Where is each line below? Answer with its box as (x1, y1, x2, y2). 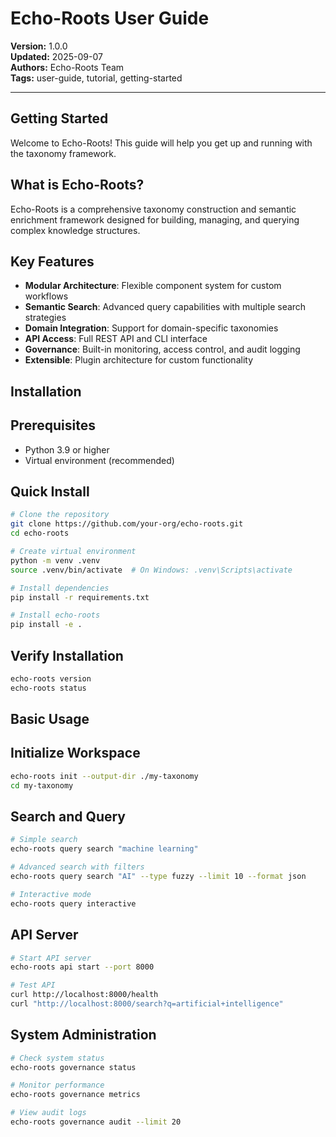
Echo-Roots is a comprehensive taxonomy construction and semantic (10, 203, 297, 215)
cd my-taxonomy (10, 780, 74, 791)
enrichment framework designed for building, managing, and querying (10, 213, 300, 226)
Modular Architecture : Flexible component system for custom (24, 280, 282, 292)
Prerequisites (10, 417, 96, 434)
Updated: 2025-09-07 (10, 50, 103, 62)
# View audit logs (10, 1108, 87, 1118)
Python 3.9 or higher (24, 443, 110, 456)
